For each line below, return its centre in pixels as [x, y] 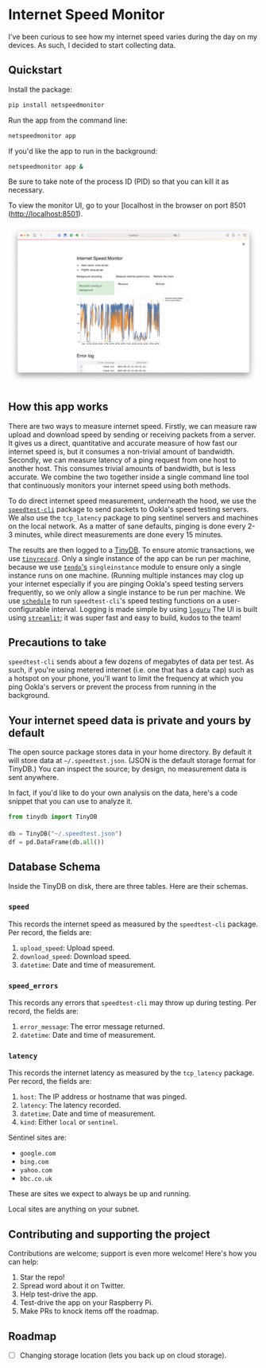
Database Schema [54, 867]
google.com [38, 1154]
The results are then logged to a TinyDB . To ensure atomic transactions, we [132, 550]
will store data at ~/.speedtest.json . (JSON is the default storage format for [132, 761]
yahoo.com [36, 1171]
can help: [23, 1262]
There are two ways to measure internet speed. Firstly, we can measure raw [133, 426]
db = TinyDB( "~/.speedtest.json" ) [66, 833]
